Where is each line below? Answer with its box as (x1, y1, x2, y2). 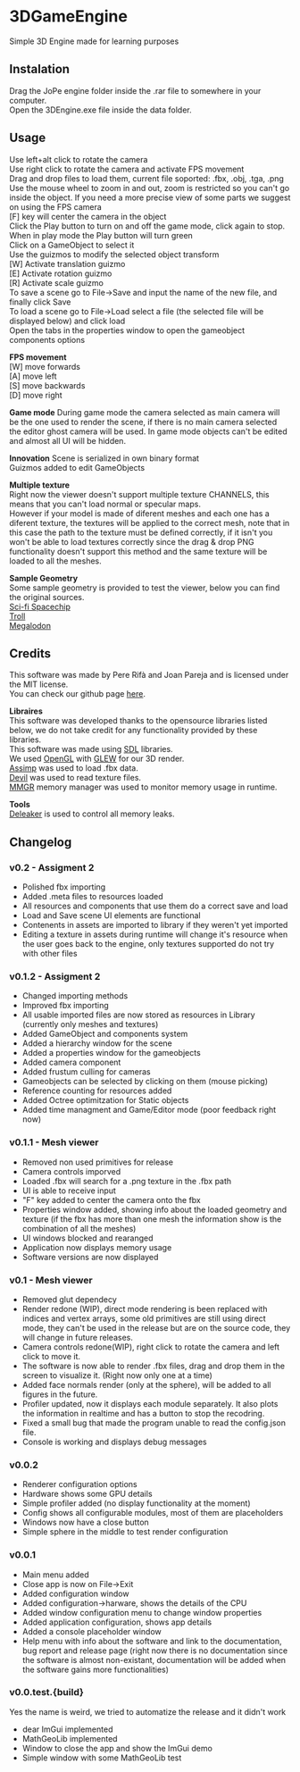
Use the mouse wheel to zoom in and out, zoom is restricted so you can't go (9, 182, 290, 193)
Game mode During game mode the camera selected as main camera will (9, 406, 280, 417)
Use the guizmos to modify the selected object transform (9, 248, 220, 260)
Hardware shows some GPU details (21, 1489, 154, 1500)
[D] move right (9, 389, 62, 400)
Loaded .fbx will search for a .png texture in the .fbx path (21, 1175, 232, 1186)
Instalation (9, 62, 70, 77)
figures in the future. (21, 1389, 98, 1400)
